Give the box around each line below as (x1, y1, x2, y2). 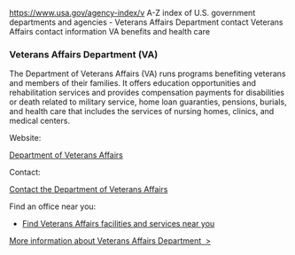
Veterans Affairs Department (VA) (9, 48, 159, 60)
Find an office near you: (9, 201, 97, 212)
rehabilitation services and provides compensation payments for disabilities (9, 88, 285, 98)
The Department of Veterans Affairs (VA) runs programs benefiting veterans (9, 68, 286, 79)
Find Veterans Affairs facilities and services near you (21, 219, 215, 229)
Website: (9, 133, 42, 143)
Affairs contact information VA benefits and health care (9, 27, 211, 36)
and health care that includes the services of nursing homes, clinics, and (9, 106, 275, 117)
